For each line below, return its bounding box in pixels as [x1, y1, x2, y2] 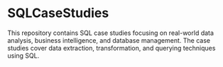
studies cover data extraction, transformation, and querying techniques [7, 43, 216, 52]
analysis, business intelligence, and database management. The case [7, 36, 211, 44]
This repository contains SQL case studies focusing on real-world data [7, 29, 214, 37]
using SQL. [7, 51, 40, 60]
